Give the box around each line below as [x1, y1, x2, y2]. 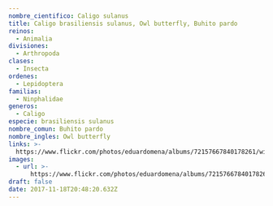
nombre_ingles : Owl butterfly [8, 132, 111, 140]
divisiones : [8, 42, 49, 50]
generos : [8, 102, 38, 110]
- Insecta [15, 65, 49, 73]
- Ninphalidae [15, 95, 63, 103]
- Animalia [15, 34, 53, 43]
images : [8, 155, 35, 163]
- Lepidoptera [15, 79, 63, 88]
